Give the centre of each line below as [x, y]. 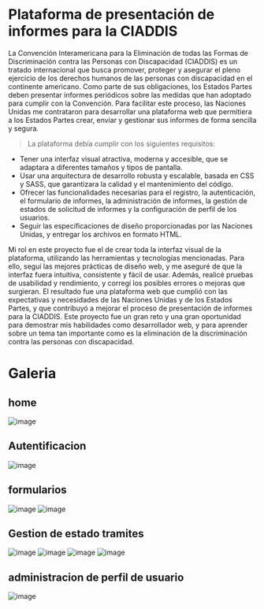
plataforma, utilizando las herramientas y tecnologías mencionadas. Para [126, 258]
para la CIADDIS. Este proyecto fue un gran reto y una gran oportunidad [125, 316]
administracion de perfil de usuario [96, 577]
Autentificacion [47, 446]
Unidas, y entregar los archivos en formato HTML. [101, 234]
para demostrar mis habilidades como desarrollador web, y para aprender [128, 325]
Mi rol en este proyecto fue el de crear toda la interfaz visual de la [115, 249]
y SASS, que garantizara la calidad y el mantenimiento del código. [126, 184]
